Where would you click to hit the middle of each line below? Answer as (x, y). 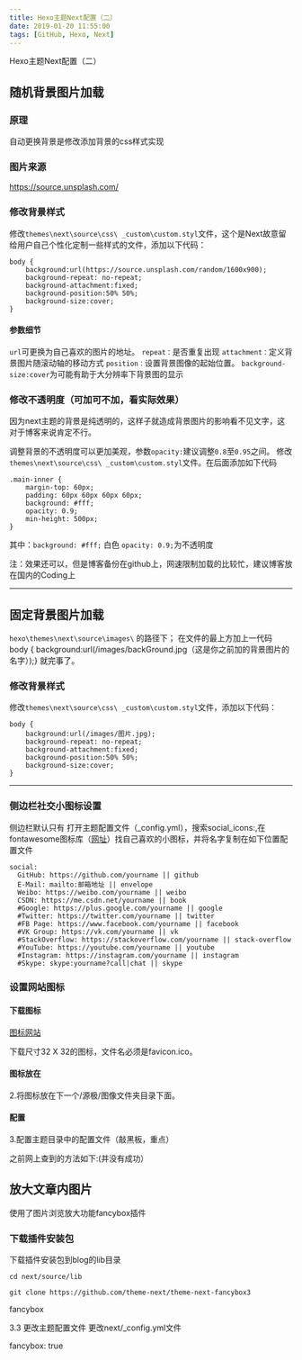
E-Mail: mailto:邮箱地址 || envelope (85, 884)
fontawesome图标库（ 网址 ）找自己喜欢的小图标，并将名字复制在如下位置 (145, 839)
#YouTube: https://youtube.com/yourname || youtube (116, 947)
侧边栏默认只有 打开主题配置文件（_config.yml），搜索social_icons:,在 (138, 827)
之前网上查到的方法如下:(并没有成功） (79, 1158)
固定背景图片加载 (57, 614)
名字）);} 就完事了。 (44, 660)
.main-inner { (36, 480)
